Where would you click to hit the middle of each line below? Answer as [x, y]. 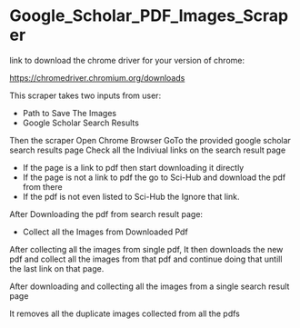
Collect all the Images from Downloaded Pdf [105, 232]
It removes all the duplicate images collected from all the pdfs [125, 313]
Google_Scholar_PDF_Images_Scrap [149, 16]
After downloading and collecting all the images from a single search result [150, 286]
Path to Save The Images [69, 113]
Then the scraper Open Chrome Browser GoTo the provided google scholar [150, 140]
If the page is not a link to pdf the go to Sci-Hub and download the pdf [154, 177]
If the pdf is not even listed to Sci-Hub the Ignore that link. [131, 196]
